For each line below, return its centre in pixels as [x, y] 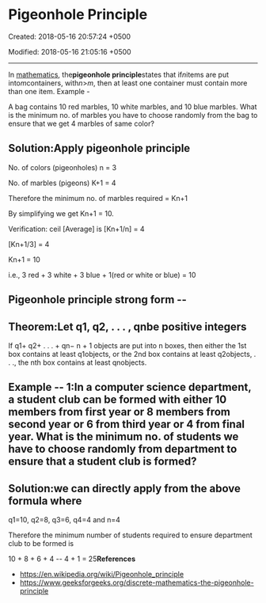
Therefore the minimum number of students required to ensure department [131, 535]
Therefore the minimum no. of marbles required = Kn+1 [98, 198]
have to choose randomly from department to [123, 449]
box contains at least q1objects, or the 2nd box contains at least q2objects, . [132, 354]
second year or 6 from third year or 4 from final [127, 425]
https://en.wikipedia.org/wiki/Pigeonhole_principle [102, 575]
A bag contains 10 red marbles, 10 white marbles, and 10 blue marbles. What [133, 106]
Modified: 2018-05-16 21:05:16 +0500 [70, 51]
